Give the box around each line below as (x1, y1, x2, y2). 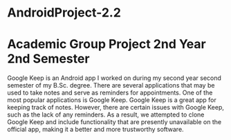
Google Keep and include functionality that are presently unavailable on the (7, 118, 222, 126)
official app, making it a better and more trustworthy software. (7, 126, 185, 134)
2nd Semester (7, 51, 90, 67)
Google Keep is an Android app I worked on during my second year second (7, 74, 221, 82)
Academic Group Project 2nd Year (7, 37, 206, 52)
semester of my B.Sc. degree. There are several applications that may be (7, 81, 215, 90)
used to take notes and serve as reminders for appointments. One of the (7, 88, 213, 97)
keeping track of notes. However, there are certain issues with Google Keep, (7, 103, 225, 112)
